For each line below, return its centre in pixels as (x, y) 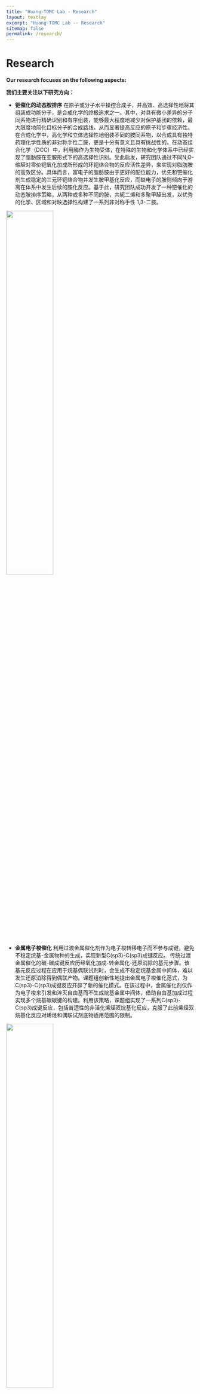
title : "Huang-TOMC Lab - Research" (52, 12)
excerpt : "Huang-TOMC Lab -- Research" (56, 23)
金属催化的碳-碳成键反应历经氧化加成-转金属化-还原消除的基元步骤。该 (102, 963)
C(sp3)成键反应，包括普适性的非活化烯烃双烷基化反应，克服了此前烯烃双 (104, 1008)
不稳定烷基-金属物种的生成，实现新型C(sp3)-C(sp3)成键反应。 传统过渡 (103, 956)
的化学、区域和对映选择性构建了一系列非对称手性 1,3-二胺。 (88, 202)
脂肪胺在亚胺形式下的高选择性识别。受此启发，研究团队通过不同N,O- (110, 157)
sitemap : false (25, 28)
